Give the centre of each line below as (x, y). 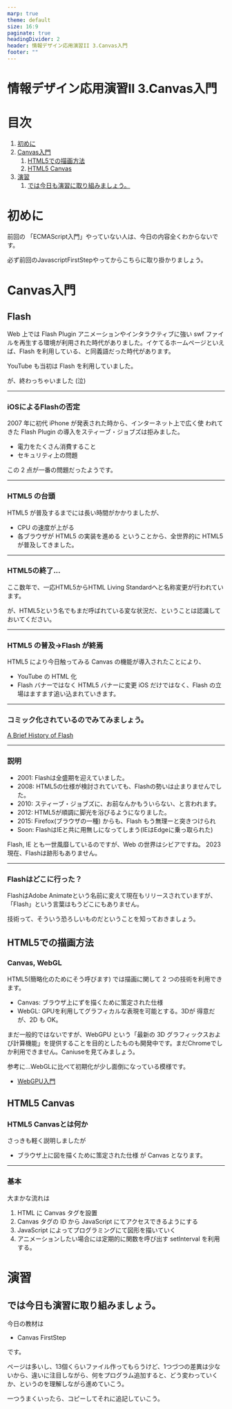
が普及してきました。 (47, 544)
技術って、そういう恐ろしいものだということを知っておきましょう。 (103, 919)
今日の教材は (25, 1323)
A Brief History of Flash (40, 736)
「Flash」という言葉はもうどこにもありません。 (75, 904)
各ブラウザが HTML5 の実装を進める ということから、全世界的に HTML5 (120, 536)
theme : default (29, 20)
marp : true (23, 14)
